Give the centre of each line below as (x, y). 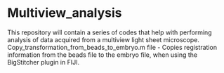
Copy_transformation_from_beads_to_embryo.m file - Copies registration (112, 47)
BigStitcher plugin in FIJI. (44, 62)
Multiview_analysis (65, 13)
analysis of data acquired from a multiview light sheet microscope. (104, 39)
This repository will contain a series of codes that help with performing (110, 32)
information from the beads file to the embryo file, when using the (103, 55)
